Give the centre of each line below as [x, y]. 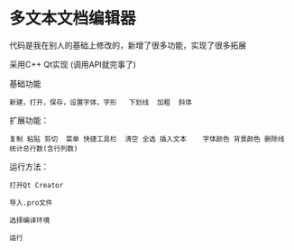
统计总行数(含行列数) [44, 148]
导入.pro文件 [31, 203]
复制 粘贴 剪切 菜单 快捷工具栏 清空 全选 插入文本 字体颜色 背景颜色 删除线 [147, 139]
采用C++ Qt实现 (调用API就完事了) [73, 64]
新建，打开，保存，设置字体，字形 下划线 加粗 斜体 [101, 102]
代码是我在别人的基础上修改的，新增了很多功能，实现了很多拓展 [128, 45]
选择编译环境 [30, 220]
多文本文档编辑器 [73, 19]
